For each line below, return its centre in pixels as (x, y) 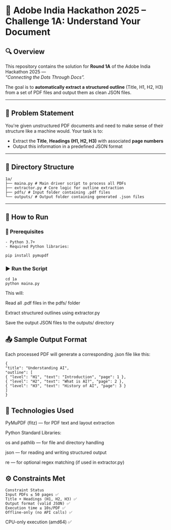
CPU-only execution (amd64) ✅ (39, 522)
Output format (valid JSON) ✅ (38, 503)
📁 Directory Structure (40, 167)
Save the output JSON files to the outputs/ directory (60, 323)
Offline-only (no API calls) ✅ (39, 512)
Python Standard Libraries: (33, 433)
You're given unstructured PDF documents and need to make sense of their (84, 125)
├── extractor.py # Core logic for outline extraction (65, 188)
